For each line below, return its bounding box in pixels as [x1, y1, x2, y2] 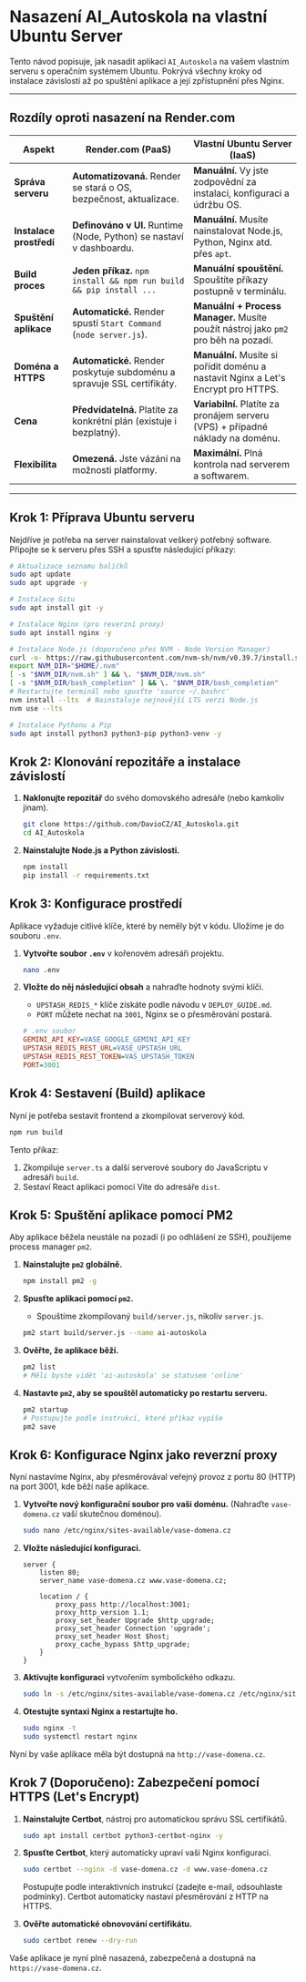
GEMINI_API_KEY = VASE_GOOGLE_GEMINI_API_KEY [22, 1035, 191, 1044]
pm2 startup [22, 1405, 68, 1414]
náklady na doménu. [193, 431, 280, 444]
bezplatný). [72, 426, 121, 438]
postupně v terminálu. [193, 284, 287, 297]
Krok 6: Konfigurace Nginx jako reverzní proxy [9, 1447, 278, 1463]
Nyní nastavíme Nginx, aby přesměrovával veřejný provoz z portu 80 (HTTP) [9, 1472, 296, 1483]
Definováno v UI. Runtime [72, 219, 184, 231]
